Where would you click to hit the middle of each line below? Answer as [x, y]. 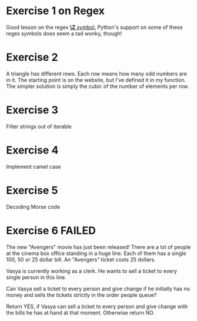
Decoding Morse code [33, 207]
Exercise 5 [32, 190]
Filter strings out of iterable [39, 126]
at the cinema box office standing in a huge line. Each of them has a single [96, 253]
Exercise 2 [32, 58]
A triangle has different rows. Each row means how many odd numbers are [96, 73]
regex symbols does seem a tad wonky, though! [64, 33]
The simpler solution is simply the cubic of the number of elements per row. [98, 86]
